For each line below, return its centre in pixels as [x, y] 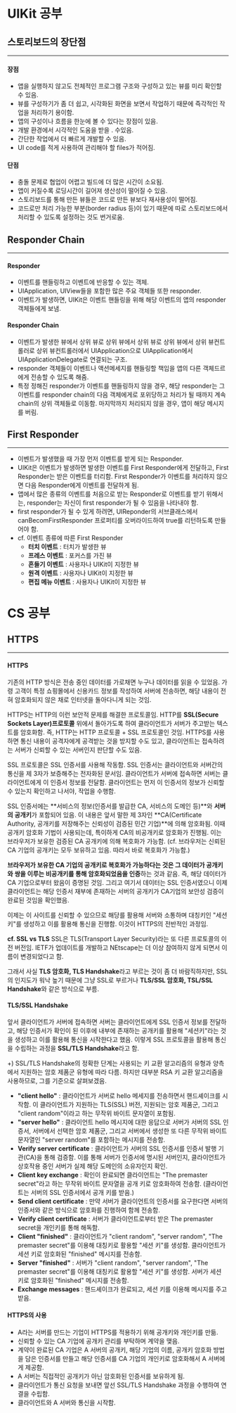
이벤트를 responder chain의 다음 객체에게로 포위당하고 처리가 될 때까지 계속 [122, 395]
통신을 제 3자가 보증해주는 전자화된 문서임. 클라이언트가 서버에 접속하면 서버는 [114, 773]
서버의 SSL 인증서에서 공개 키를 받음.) [83, 1192]
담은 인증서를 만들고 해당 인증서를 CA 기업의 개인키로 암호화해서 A [116, 1359]
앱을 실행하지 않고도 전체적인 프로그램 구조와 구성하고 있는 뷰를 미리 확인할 [120, 86]
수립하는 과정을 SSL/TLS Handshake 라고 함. [77, 1048]
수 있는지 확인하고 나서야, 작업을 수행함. [61, 791]
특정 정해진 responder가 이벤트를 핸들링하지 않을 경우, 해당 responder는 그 [121, 385]
